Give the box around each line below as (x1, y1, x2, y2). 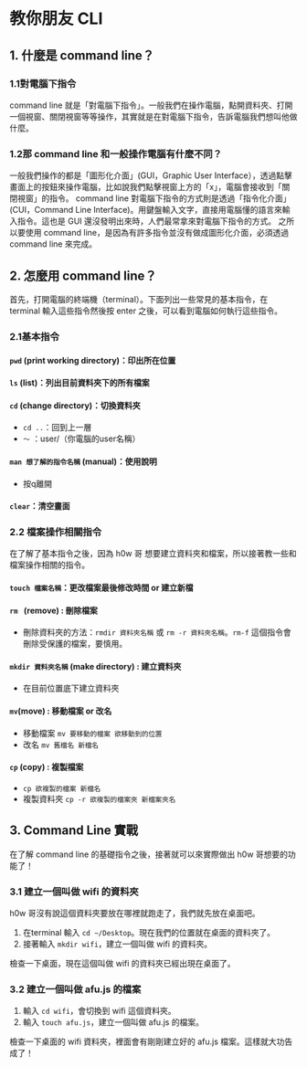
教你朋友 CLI (9, 8, 103, 29)
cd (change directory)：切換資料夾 (9, 399, 141, 411)
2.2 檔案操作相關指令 (9, 526, 102, 539)
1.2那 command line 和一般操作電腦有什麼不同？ (9, 147, 222, 160)
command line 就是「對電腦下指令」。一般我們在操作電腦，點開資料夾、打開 (9, 100, 293, 111)
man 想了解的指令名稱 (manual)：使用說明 (9, 456, 157, 467)
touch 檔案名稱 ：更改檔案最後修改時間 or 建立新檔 (9, 582, 194, 593)
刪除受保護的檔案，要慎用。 (22, 639, 128, 650)
